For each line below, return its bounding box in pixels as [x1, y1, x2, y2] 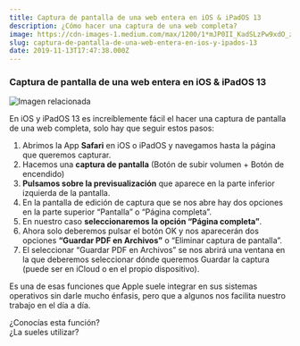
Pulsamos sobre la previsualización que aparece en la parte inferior [21, 178, 275, 189]
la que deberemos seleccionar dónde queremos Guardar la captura [21, 254, 270, 265]
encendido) [21, 169, 65, 180]
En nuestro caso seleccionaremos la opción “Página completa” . [21, 216, 262, 227]
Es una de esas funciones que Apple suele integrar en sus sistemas [9, 281, 258, 291]
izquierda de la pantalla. [21, 188, 111, 198]
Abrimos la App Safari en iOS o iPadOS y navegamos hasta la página [21, 140, 276, 151]
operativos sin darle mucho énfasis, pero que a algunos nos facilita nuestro [9, 291, 287, 301]
